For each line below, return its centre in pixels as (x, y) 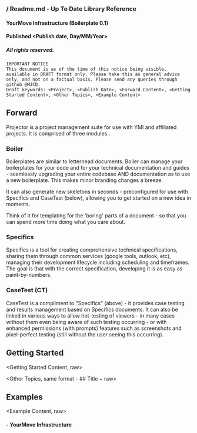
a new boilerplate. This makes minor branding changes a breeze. (85, 180)
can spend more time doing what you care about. (66, 222)
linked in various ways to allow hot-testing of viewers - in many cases (91, 315)
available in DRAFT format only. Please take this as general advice (93, 75)
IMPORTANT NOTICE (27, 64)
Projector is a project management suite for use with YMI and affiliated (91, 127)
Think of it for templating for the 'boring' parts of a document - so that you (96, 216)
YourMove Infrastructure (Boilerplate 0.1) (57, 23)
